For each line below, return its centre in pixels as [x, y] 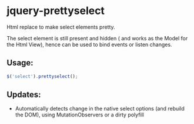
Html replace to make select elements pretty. [61, 27]
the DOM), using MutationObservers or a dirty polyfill [80, 115]
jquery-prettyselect [56, 11]
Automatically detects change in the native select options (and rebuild [100, 109]
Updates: [24, 95]
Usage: [20, 63]
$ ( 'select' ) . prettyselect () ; [42, 76]
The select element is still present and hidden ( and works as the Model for [97, 38]
